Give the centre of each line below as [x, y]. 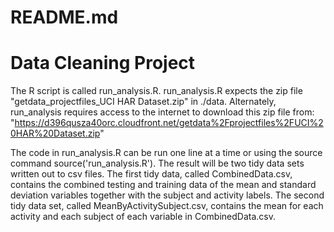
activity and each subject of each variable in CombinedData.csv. [143, 217]
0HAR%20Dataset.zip [55, 133]
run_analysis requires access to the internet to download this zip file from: [162, 112]
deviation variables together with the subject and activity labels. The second [167, 195]
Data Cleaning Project [103, 63]
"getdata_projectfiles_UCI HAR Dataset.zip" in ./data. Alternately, [143, 102]
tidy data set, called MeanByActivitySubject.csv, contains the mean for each [167, 206]
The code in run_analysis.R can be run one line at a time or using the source [166, 153]
